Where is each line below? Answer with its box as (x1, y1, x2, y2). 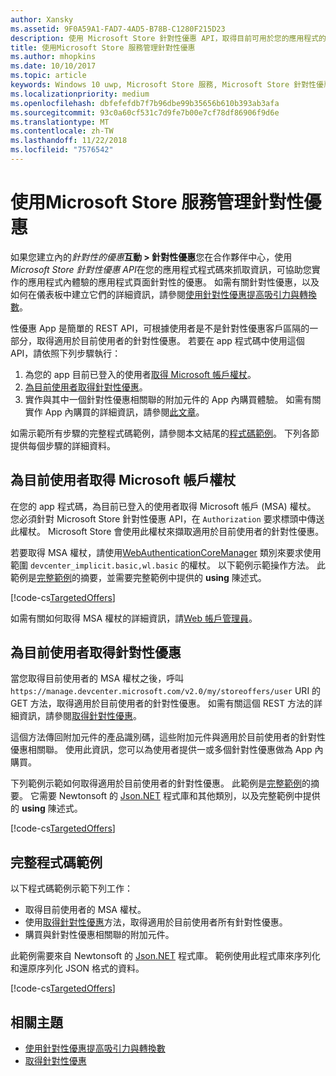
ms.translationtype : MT (10, 117, 110, 127)
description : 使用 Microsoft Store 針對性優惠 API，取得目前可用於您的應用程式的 (10, 33, 327, 43)
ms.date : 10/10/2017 (10, 61, 97, 71)
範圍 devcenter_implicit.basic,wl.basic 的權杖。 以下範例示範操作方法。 (10, 559, 315, 571)
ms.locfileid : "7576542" (10, 145, 114, 155)
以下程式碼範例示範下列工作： (10, 882, 133, 895)
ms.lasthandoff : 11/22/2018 (10, 136, 128, 146)
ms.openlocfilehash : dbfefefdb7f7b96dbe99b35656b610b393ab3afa (10, 98, 280, 108)
